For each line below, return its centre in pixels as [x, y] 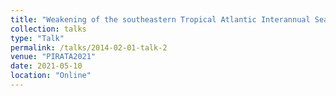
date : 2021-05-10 [46, 66]
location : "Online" [51, 76]
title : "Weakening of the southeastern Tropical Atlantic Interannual [160, 19]
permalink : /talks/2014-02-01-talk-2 [89, 47]
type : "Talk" [37, 38]
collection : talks [48, 29]
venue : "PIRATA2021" [53, 57]
